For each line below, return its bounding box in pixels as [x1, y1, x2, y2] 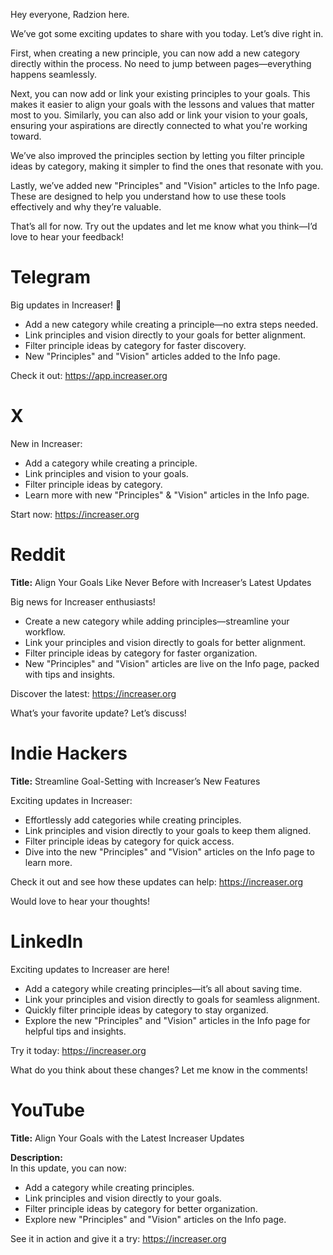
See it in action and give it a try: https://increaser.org [10, 1232, 227, 1244]
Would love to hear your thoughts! [10, 895, 151, 907]
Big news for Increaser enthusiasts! [10, 595, 156, 608]
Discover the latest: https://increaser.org [10, 687, 177, 699]
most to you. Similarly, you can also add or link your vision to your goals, [10, 109, 308, 121]
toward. [10, 130, 42, 142]
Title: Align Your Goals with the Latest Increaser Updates [10, 1132, 245, 1144]
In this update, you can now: [10, 1162, 127, 1174]
